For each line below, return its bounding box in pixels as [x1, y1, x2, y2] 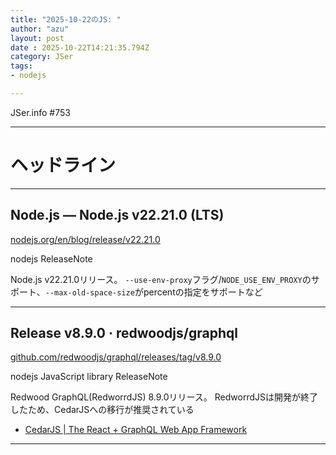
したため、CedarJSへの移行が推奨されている [10, 404, 195, 416]
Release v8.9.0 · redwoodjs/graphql [10, 325, 238, 342]
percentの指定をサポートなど [143, 286, 263, 298]
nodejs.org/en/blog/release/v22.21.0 [10, 233, 161, 245]
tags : [10, 61, 33, 71]
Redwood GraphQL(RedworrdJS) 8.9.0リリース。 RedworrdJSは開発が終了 [10, 391, 319, 403]
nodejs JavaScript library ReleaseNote [10, 371, 168, 383]
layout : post [10, 33, 65, 43]
